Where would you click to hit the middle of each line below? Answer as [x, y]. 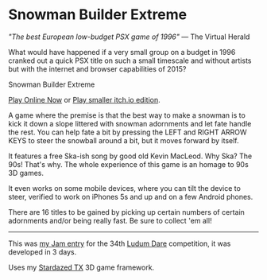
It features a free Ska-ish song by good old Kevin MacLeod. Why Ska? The [130, 156]
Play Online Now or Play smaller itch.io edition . [84, 99]
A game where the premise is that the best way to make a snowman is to [127, 115]
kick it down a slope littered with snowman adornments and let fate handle [130, 123]
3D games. [26, 173]
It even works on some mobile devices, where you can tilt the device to [124, 188]
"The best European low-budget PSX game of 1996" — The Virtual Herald [129, 37]
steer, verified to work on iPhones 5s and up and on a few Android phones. [131, 196]
